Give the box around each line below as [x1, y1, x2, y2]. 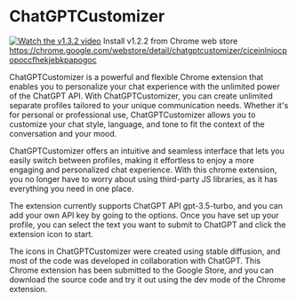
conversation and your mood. [9, 128, 117, 139]
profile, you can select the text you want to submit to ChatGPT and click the [9, 219, 286, 230]
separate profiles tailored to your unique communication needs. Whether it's [9, 99, 289, 110]
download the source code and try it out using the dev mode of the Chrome [9, 273, 286, 285]
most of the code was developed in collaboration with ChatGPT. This [9, 255, 261, 265]
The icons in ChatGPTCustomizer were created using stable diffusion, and [9, 246, 281, 257]
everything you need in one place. [9, 183, 134, 194]
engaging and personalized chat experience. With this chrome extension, [9, 164, 277, 175]
